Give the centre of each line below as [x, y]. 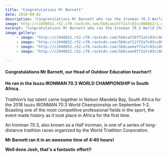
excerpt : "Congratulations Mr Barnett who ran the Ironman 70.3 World [80, 28]
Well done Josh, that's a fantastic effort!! [48, 150]
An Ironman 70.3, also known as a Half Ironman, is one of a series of [75, 125]
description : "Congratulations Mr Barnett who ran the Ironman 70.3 [78, 19]
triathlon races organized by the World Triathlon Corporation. [86, 130]
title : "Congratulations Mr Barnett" [44, 10]
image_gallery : [21, 33]
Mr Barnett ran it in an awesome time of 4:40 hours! [60, 140]
